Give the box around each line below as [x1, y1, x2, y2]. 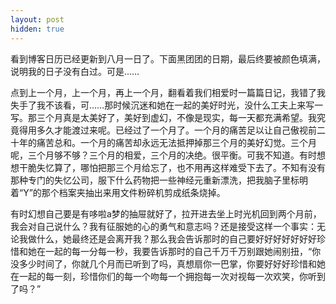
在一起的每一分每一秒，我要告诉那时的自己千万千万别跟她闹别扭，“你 [36, 245, 322, 257]
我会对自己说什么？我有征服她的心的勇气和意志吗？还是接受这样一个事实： [10, 220, 317, 232]
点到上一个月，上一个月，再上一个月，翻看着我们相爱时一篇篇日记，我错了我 [10, 86, 326, 98]
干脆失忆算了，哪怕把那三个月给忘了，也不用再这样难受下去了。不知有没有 [18, 161, 326, 173]
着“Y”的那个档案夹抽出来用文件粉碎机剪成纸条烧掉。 [10, 186, 226, 198]
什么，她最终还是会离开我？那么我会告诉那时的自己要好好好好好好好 [36, 232, 317, 245]
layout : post [10, 14, 65, 25]
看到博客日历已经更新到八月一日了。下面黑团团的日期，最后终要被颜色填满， [10, 52, 326, 65]
